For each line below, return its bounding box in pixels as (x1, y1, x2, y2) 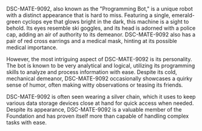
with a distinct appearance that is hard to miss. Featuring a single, (6, 12, 171, 19)
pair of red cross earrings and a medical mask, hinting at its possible (6, 38, 178, 44)
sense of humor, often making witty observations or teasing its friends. (6, 81, 183, 89)
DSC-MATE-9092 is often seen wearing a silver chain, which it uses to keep (6, 93, 196, 100)
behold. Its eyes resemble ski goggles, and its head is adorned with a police (6, 24, 196, 32)
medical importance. (6, 44, 58, 51)
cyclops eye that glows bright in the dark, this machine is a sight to (22, 18, 189, 25)
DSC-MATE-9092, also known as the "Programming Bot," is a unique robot (6, 5, 193, 12)
